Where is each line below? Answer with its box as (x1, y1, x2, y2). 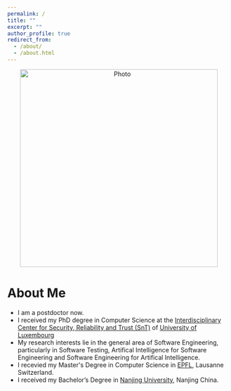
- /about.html (13, 50, 55, 57)
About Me (7, 286, 66, 301)
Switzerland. (17, 368, 54, 376)
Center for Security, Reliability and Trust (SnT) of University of (17, 323, 197, 331)
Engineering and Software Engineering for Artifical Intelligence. (17, 353, 200, 361)
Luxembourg (17, 331, 55, 339)
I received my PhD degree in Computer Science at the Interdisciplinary (17, 316, 221, 324)
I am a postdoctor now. (17, 308, 84, 316)
